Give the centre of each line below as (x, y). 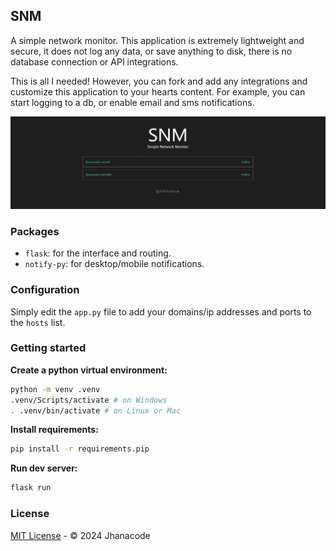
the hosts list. (38, 322)
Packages (35, 231)
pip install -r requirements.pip (80, 449)
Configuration (45, 290)
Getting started (48, 348)
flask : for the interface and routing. (98, 253)
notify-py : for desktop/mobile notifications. (114, 264)
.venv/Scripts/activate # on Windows (89, 400)
